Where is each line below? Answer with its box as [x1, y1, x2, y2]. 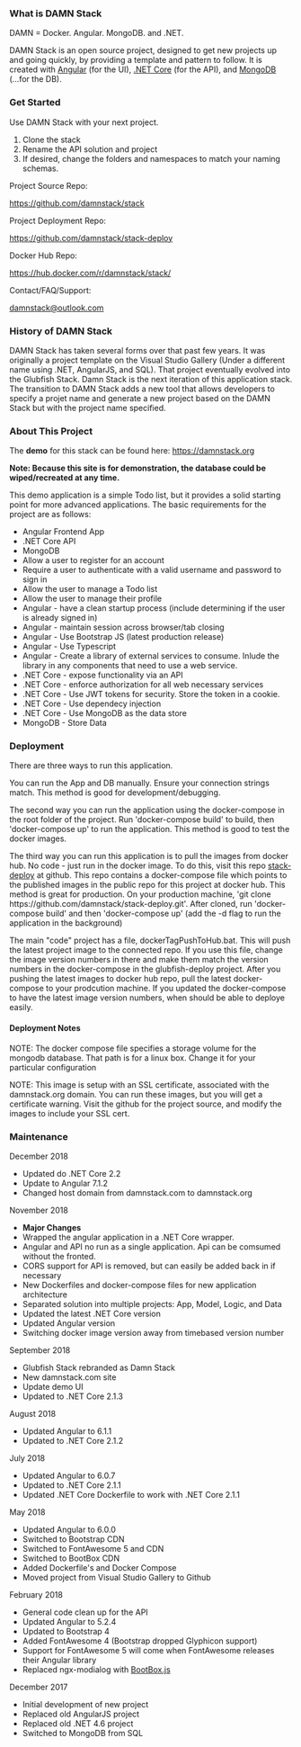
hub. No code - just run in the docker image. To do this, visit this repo [9, 860, 267, 871]
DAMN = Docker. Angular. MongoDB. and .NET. [9, 28, 184, 39]
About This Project [9, 425, 93, 437]
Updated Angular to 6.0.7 [22, 1470, 116, 1481]
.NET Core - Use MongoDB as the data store [22, 708, 187, 719]
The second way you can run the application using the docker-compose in [9, 804, 285, 816]
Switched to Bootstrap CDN [22, 1533, 125, 1545]
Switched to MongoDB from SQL [22, 1727, 144, 1738]
